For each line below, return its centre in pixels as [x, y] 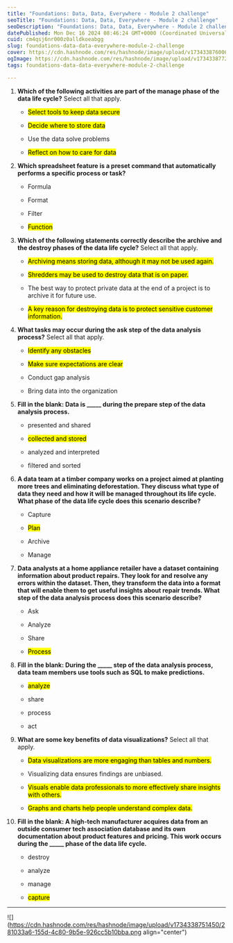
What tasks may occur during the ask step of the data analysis [109, 330]
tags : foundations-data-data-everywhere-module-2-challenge [96, 65]
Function [40, 227]
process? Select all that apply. [61, 337]
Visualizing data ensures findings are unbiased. [95, 774]
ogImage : [20, 59]
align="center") [165, 932]
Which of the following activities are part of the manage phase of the [118, 91]
